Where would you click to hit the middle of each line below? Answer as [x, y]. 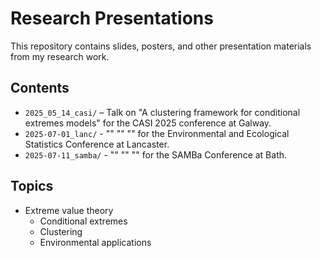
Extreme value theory [69, 210]
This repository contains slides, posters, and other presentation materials [161, 46]
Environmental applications [95, 242]
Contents [40, 88]
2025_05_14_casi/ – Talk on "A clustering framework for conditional [162, 112]
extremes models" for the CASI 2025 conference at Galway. [148, 123]
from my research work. [60, 56]
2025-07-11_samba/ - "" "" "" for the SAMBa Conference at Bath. [156, 154]
